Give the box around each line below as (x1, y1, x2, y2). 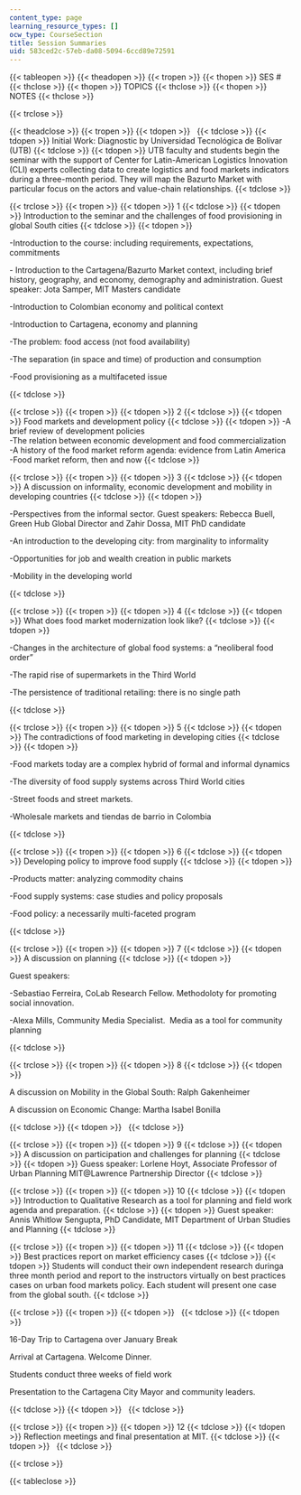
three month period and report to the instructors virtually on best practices (9, 1270, 287, 1281)
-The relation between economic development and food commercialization (9, 435, 287, 446)
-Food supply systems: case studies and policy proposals (9, 891, 223, 902)
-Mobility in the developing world (9, 571, 132, 582)
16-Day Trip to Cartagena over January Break (9, 1334, 178, 1345)
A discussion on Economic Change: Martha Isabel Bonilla (9, 1104, 221, 1116)
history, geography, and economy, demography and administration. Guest (9, 275, 284, 285)
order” (9, 652, 33, 663)
